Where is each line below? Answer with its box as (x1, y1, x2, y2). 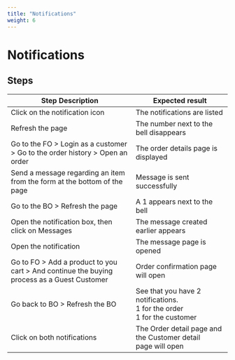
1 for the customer (135, 312, 197, 322)
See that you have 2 (135, 286, 201, 296)
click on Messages (10, 226, 72, 235)
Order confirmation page (135, 261, 217, 271)
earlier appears (135, 226, 186, 235)
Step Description (41, 95, 99, 105)
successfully (135, 181, 178, 191)
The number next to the (135, 118, 213, 128)
